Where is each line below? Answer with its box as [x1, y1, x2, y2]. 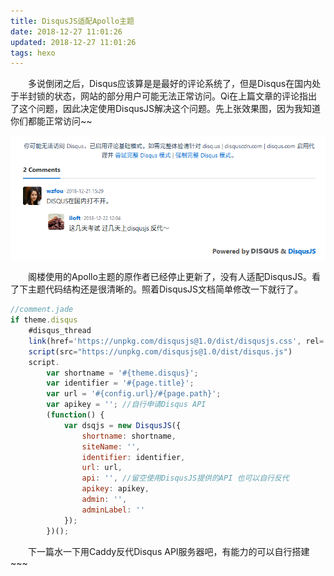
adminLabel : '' [81, 505, 145, 515]
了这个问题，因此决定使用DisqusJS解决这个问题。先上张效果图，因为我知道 [10, 103, 322, 115]
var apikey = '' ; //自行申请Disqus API [46, 400, 207, 410]
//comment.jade [10, 305, 74, 315]
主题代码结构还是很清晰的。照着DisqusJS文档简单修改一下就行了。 [27, 283, 304, 295]
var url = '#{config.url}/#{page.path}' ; [46, 389, 222, 399]
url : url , [81, 463, 123, 473]
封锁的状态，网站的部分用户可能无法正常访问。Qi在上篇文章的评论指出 [27, 90, 318, 102]
